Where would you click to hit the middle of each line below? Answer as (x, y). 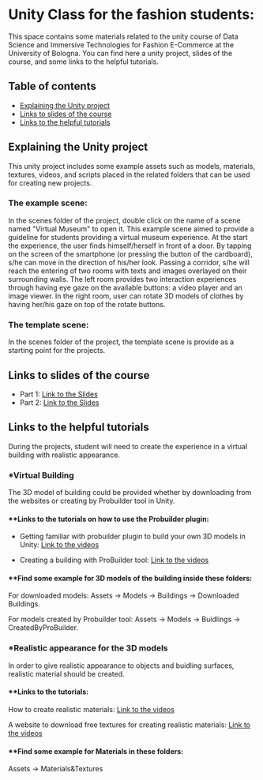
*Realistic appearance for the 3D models (88, 648)
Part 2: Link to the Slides (59, 402)
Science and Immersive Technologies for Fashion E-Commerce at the (121, 44)
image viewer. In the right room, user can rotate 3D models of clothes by (126, 296)
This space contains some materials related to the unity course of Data (123, 36)
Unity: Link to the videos (59, 545)
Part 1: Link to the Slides (59, 394)
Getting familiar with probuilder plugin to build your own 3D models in (133, 536)
